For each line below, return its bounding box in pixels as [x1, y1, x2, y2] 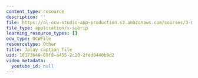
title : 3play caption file [6, 47, 72, 53]
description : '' [6, 14, 46, 20]
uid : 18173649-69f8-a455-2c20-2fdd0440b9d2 [6, 52, 115, 58]
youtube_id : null [11, 63, 54, 69]
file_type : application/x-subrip [6, 25, 88, 31]
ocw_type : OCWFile [6, 36, 51, 42]
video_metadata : [6, 57, 46, 63]
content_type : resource [6, 8, 65, 15]
